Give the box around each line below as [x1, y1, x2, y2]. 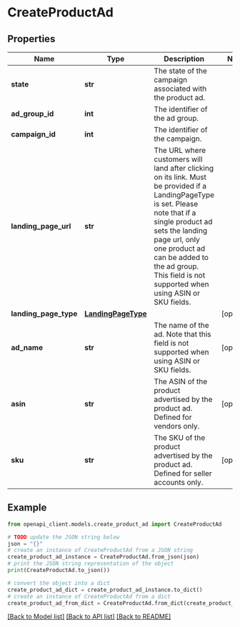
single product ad [154, 217, 213, 226]
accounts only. [154, 478, 204, 487]
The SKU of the [154, 433, 206, 443]
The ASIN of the [154, 376, 208, 386]
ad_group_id [11, 109, 54, 119]
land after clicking [154, 164, 214, 173]
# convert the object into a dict [7, 579, 111, 586]
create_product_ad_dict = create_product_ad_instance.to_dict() [7, 586, 203, 593]
